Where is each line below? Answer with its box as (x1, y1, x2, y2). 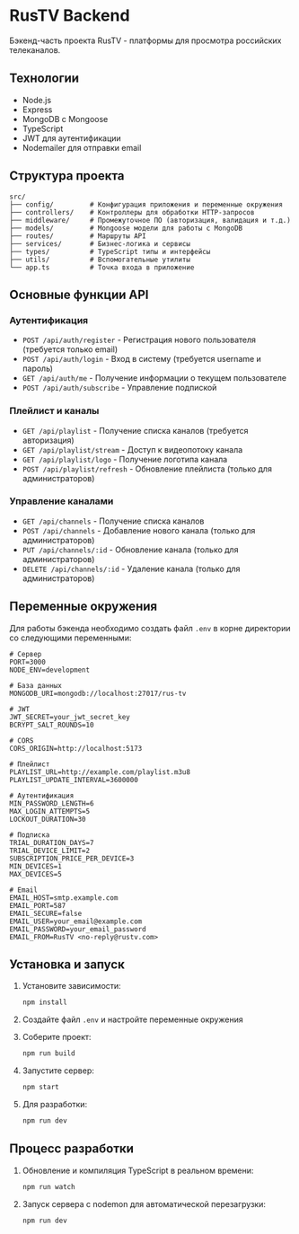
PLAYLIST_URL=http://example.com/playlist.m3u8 (9, 767, 191, 777)
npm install (22, 998, 67, 1007)
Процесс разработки (9, 1141, 135, 1157)
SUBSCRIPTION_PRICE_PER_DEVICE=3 (9, 854, 135, 863)
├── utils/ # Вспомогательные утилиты (9, 255, 191, 264)
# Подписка (9, 830, 50, 840)
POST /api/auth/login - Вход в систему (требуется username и (22, 354, 262, 365)
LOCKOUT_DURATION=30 (9, 815, 87, 824)
